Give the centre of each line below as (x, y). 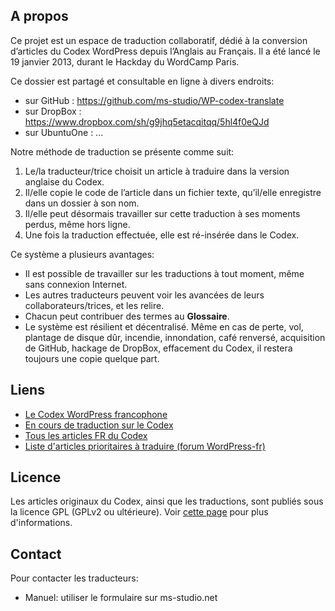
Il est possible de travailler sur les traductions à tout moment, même (164, 273)
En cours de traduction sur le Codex (99, 425)
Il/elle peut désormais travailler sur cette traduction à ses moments (162, 213)
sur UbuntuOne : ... (64, 132)
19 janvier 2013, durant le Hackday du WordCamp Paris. (125, 61)
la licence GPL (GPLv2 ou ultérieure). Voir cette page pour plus (139, 512)
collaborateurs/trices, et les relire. (94, 305)
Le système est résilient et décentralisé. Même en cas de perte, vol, (164, 326)
